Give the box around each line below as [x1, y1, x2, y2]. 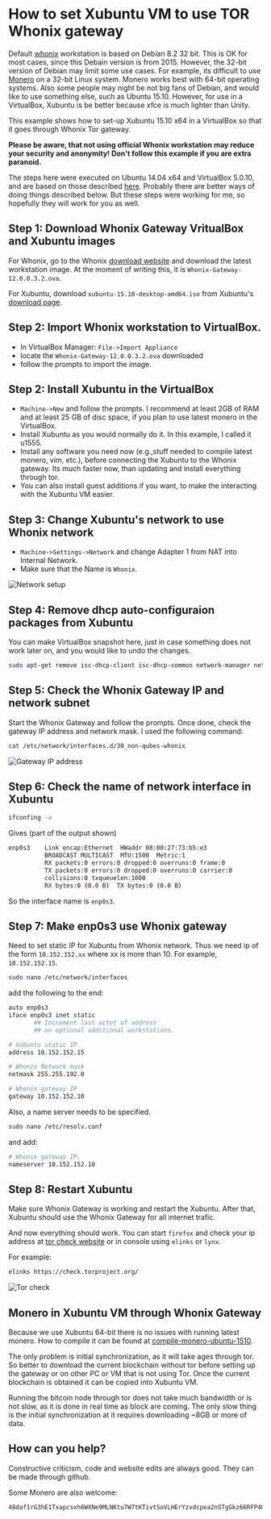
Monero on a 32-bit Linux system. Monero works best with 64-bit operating [8, 74, 260, 84]
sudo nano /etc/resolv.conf [8, 1122, 103, 1130]
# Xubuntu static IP [8, 1041, 78, 1049]
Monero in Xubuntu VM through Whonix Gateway [8, 1306, 262, 1320]
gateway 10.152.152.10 [8, 1092, 85, 1101]
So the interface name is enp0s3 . [8, 896, 115, 906]
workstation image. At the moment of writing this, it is [8, 264, 186, 274]
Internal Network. [19, 556, 78, 565]
